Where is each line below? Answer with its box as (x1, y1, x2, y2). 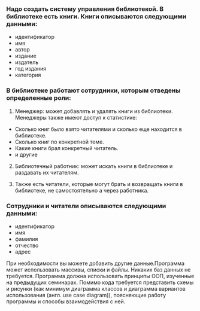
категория (14, 71, 41, 79)
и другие (14, 151, 38, 158)
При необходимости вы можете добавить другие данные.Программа (6, 260, 184, 267)
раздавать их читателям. (14, 169, 79, 176)
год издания (14, 65, 47, 72)
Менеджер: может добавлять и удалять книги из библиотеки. (14, 107, 173, 115)
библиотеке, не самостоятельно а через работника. (14, 187, 149, 194)
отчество (14, 242, 39, 249)
